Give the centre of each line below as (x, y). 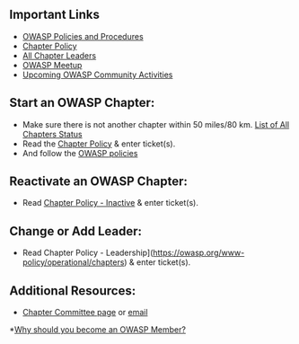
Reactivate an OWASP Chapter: (99, 182)
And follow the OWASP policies (80, 153)
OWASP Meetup (52, 65)
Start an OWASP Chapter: (82, 103)
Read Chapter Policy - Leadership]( (88, 253)
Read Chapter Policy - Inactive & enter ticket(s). (110, 203)
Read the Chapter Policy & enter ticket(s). (99, 144)
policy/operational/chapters (73, 262)
